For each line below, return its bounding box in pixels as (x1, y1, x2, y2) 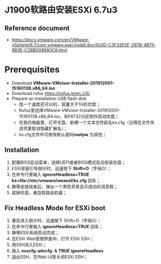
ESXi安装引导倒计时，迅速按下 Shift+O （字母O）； (11, 165, 112, 171)
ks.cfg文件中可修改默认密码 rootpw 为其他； (18, 131, 107, 137)
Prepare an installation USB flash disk (11, 95, 87, 101)
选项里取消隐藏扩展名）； (18, 125, 68, 131)
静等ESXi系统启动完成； (11, 230, 59, 235)
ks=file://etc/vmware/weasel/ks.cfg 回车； (11, 177, 101, 183)
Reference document (4, 24, 70, 32)
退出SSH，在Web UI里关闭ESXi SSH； (11, 254, 88, 260)
